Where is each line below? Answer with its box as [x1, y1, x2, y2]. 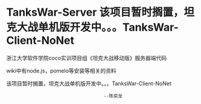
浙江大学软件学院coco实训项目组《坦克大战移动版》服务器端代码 [6, 54, 167, 61]
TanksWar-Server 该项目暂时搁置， [6, 5, 184, 19]
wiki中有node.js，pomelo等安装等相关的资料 [6, 67, 116, 74]
